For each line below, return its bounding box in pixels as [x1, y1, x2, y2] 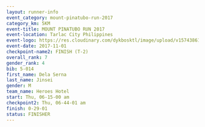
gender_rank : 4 [6, 60, 45, 66]
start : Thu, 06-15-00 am [6, 94, 70, 100]
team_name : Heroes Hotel [6, 89, 70, 95]
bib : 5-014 [6, 65, 34, 72]
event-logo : [6, 37, 37, 43]
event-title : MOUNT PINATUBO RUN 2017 [6, 26, 105, 32]
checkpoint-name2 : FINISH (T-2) [6, 49, 88, 55]
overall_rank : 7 [6, 54, 48, 60]
